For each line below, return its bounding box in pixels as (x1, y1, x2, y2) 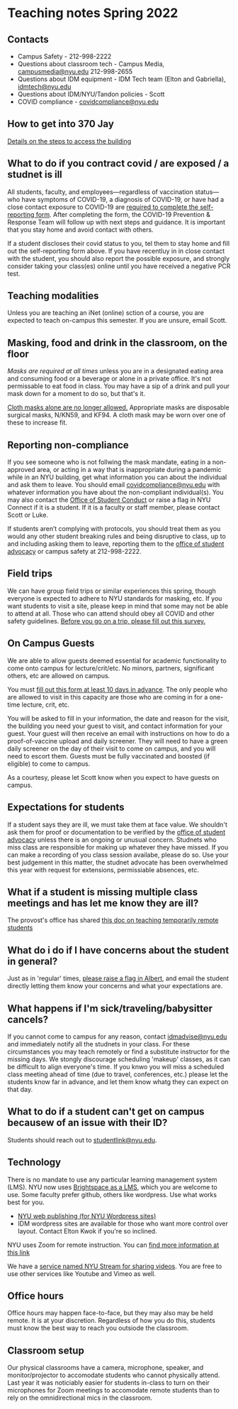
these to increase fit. (7, 418, 67, 427)
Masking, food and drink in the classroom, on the (7, 336, 228, 349)
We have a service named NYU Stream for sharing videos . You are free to (7, 1262, 222, 1270)
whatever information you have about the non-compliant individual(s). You (7, 488, 225, 497)
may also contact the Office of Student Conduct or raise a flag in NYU (7, 495, 211, 504)
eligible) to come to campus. (7, 759, 91, 768)
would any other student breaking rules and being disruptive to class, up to (7, 532, 227, 541)
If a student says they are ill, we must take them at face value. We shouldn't (7, 820, 228, 829)
